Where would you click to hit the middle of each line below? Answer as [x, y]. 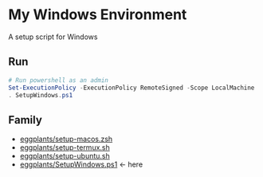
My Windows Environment [98, 15]
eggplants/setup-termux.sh [65, 147]
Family [25, 120]
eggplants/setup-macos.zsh [66, 139]
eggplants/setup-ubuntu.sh [65, 156]
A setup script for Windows [53, 37]
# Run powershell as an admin [59, 80]
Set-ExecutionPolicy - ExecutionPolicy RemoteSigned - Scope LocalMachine [131, 88]
